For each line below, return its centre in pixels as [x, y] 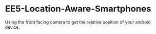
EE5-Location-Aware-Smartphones [78, 9]
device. [12, 27]
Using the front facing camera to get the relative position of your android [78, 22]
